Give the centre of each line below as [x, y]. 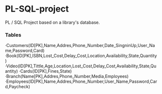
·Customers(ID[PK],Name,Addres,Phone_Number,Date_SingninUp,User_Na [80, 46]
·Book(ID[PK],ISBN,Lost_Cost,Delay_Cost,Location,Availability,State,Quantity [81, 56]
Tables [13, 35]
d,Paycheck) [18, 87]
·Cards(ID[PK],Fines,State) [45, 71]
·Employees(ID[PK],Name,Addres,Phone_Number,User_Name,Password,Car [81, 81]
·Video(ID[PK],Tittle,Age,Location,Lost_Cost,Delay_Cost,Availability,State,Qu [81, 66]
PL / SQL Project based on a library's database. [53, 22]
